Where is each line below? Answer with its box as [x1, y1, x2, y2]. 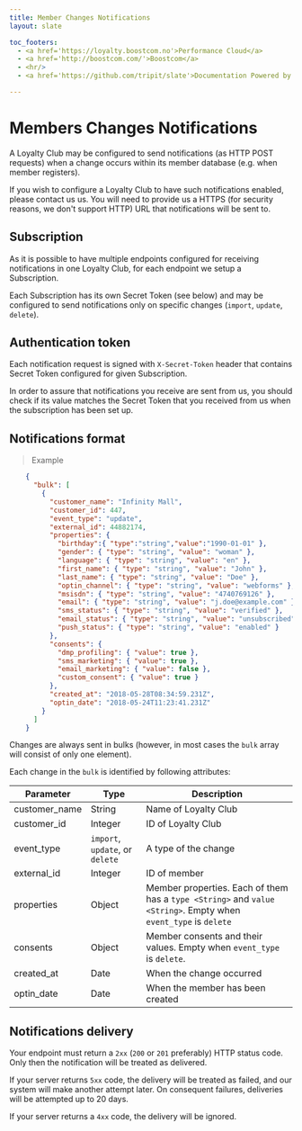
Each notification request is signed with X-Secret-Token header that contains [9, 359, 293, 370]
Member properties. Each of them [146, 882, 289, 894]
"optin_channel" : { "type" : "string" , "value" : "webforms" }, [57, 581, 296, 590]
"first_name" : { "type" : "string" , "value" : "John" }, [57, 564, 268, 573]
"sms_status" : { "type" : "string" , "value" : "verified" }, [57, 606, 283, 615]
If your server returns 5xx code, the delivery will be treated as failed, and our [9, 1074, 292, 1085]
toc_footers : [9, 38, 58, 47]
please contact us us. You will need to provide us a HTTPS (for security [9, 193, 274, 204]
